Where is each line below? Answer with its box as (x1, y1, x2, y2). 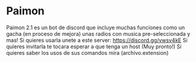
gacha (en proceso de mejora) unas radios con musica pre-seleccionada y (6, 30, 191, 37)
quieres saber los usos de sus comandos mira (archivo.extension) (6, 49, 169, 56)
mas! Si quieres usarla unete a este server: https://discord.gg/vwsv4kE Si (6, 36, 188, 44)
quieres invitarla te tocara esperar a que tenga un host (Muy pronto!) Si (6, 43, 182, 50)
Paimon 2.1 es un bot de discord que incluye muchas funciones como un (6, 24, 185, 31)
